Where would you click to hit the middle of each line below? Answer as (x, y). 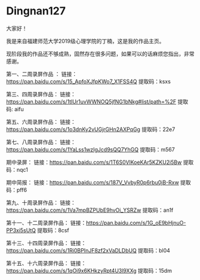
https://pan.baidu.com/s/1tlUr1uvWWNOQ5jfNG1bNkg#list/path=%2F (91, 101)
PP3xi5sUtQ (21, 230)
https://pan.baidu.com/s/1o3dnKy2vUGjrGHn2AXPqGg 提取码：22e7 (91, 129)
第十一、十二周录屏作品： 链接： (46, 223)
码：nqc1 (17, 169)
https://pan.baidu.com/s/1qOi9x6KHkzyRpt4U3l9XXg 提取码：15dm (89, 270)
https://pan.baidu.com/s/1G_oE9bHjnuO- (136, 223)
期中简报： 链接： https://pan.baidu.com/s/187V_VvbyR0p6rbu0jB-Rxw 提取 (99, 182)
